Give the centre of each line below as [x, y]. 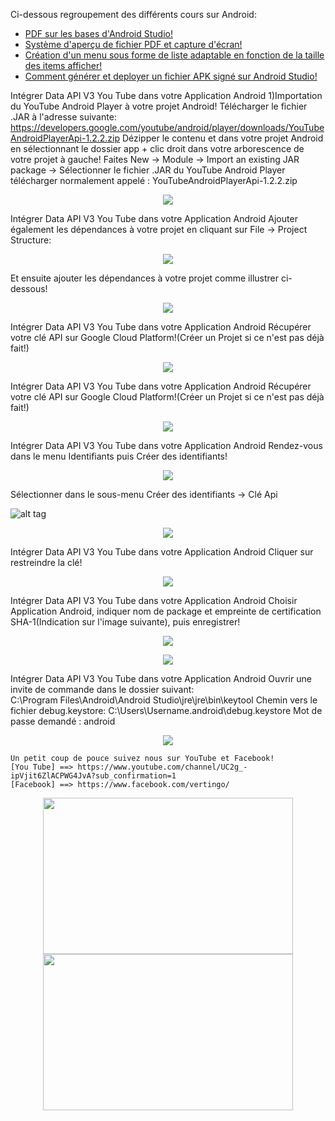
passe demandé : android [63, 721]
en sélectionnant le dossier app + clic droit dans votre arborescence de [157, 148]
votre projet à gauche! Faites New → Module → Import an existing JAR [155, 159]
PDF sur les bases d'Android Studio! [98, 33]
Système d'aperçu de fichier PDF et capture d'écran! [133, 44]
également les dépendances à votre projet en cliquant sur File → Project [159, 229]
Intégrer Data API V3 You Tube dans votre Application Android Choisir [154, 600]
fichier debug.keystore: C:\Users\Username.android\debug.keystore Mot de [166, 710]
